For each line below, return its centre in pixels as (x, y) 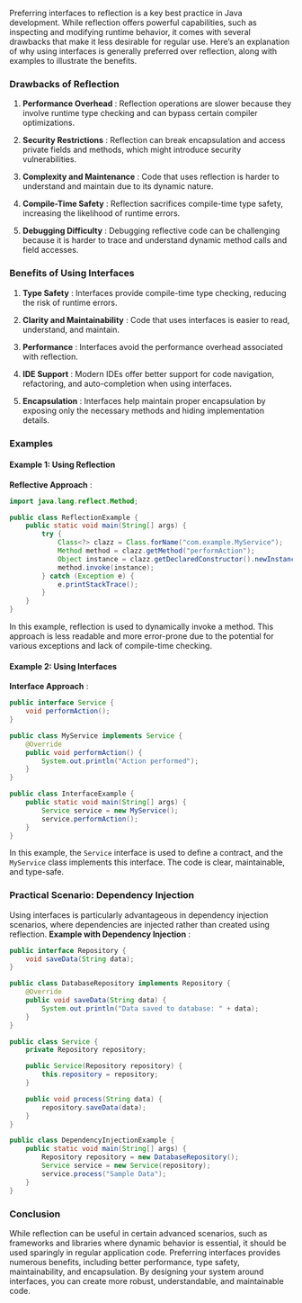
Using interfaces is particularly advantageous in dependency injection (139, 915)
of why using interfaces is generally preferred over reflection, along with (143, 51)
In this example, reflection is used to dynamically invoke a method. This (142, 627)
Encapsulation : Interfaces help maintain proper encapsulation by (144, 400)
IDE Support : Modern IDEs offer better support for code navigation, (148, 373)
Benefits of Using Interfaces (72, 274)
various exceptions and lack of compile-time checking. (111, 646)
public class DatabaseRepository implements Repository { (120, 984)
